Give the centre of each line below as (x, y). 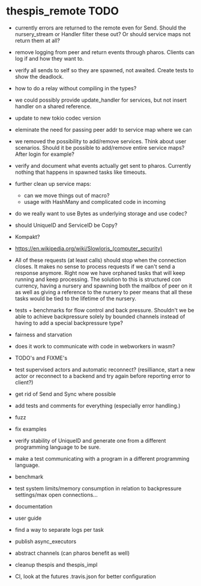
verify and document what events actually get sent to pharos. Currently (103, 165)
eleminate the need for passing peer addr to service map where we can (103, 129)
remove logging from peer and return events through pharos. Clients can (105, 52)
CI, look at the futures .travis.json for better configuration (85, 576)
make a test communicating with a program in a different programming (102, 458)
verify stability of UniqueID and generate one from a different (90, 440)
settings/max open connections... (56, 495)
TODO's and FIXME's (41, 358)
